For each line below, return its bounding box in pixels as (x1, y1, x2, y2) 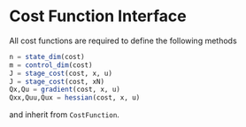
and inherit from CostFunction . (9, 109, 119, 120)
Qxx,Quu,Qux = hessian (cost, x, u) (9, 93, 141, 102)
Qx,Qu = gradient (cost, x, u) (9, 86, 121, 94)
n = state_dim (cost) (9, 52, 86, 61)
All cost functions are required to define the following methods (9, 35, 237, 46)
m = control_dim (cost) (9, 60, 93, 70)
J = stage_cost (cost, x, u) (9, 69, 113, 78)
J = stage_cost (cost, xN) (9, 77, 104, 86)
